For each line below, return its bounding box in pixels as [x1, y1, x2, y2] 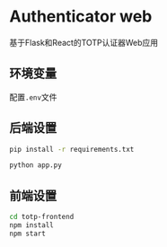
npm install [9, 221, 54, 230]
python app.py [9, 161, 63, 170]
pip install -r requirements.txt [9, 145, 135, 154]
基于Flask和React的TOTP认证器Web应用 [9, 37, 159, 48]
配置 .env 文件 [9, 92, 57, 102]
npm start [9, 229, 47, 238]
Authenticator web [9, 6, 153, 27]
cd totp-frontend [9, 213, 75, 222]
